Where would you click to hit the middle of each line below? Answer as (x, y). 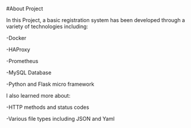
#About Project (25, 9)
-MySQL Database (29, 73)
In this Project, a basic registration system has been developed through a (96, 20)
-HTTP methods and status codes (48, 107)
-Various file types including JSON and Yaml (60, 119)
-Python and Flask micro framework (50, 84)
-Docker (16, 38)
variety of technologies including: (47, 26)
